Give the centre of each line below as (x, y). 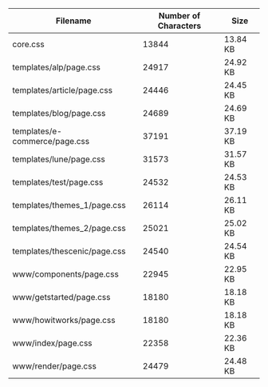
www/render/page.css (55, 366)
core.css (29, 44)
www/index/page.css (53, 343)
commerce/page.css (51, 141)
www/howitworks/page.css (64, 320)
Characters (179, 26)
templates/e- (37, 131)
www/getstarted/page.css (61, 297)
